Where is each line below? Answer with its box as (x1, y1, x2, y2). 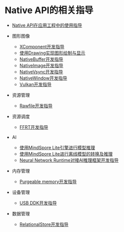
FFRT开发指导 (19, 124, 49, 130)
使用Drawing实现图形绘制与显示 (19, 50, 86, 56)
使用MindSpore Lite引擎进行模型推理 (19, 144, 95, 150)
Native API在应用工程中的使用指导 (12, 22, 82, 28)
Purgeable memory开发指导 (19, 178, 77, 184)
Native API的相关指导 (5, 5, 93, 16)
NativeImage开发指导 (19, 62, 64, 68)
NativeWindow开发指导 (19, 75, 67, 81)
